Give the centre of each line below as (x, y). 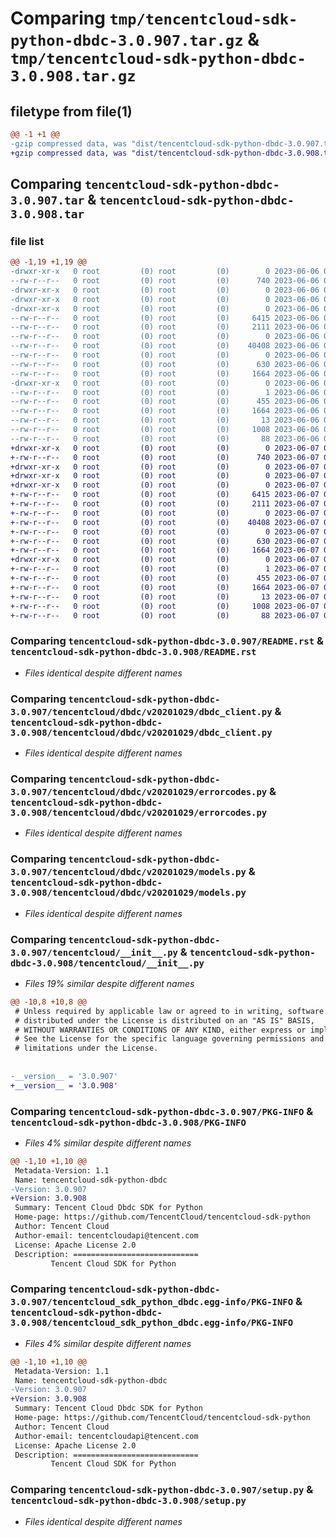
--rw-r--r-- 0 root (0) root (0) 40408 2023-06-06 (165, 346)
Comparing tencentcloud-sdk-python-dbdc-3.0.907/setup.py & (162, 1490)
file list (27, 241)
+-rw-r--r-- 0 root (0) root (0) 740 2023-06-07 (165, 457)
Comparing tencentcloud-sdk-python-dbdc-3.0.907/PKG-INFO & (162, 1111)
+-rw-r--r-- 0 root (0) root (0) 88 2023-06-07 (165, 615)
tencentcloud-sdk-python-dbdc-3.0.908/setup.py (128, 1501)
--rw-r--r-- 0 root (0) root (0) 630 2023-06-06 (165, 364)
